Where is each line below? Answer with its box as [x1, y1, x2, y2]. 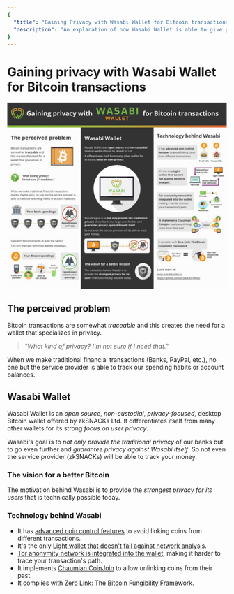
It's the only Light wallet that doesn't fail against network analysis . [17, 542, 207, 550]
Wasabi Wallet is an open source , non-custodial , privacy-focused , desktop [7, 410, 221, 418]
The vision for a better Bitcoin [7, 470, 110, 479]
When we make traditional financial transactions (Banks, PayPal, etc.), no [7, 356, 217, 364]
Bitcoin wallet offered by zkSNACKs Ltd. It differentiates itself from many [7, 416, 216, 426]
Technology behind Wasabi [7, 511, 102, 521]
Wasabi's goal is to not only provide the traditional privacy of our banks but [7, 437, 224, 447]
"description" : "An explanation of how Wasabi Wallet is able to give [13, 26, 223, 33]
